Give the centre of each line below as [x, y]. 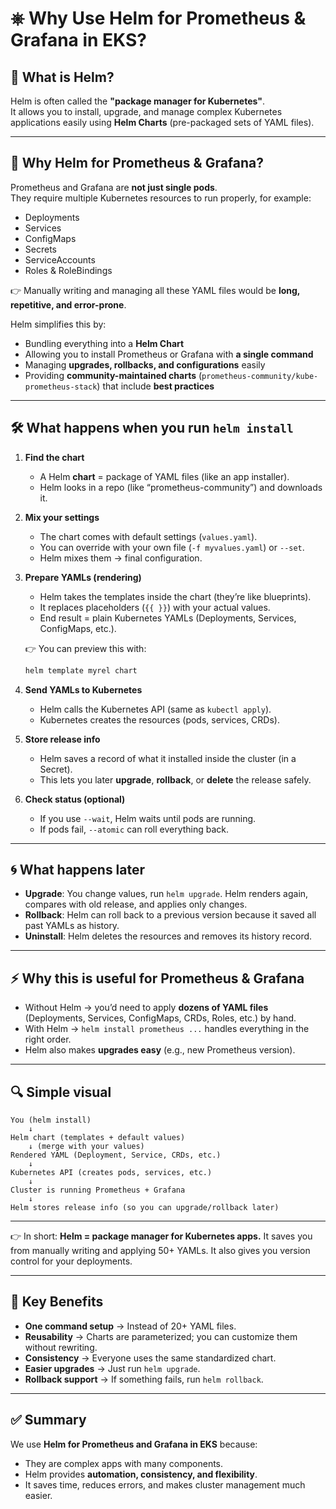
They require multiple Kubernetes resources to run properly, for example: [161, 198]
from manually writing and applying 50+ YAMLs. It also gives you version [160, 1250]
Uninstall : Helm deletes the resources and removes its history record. [168, 936]
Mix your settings [62, 517]
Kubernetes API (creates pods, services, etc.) [111, 1172]
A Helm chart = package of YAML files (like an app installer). [164, 476]
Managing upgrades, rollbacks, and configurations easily [145, 364]
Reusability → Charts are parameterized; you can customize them [161, 1336]
